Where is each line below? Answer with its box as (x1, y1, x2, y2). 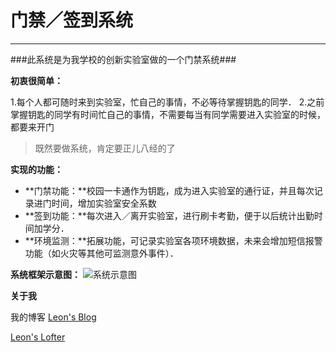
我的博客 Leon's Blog (10, 311, 97, 323)
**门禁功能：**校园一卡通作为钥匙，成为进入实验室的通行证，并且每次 (24, 184, 315, 196)
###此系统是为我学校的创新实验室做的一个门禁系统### (10, 53, 237, 65)
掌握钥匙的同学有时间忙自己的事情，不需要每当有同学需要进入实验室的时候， (10, 108, 326, 120)
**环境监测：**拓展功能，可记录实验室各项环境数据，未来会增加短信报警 (24, 234, 323, 246)
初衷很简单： (10, 74, 63, 86)
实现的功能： (10, 163, 63, 175)
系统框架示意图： (10, 268, 81, 280)
